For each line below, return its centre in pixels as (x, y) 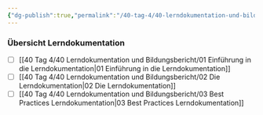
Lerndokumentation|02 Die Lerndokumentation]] (97, 86)
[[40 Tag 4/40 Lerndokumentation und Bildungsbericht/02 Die (119, 77)
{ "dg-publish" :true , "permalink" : (62, 15)
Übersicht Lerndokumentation (66, 42)
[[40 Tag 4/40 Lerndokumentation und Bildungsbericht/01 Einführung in (135, 59)
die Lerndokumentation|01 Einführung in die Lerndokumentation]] (124, 68)
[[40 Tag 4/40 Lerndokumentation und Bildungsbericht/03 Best (121, 94)
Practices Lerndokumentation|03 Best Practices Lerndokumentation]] (131, 103)
